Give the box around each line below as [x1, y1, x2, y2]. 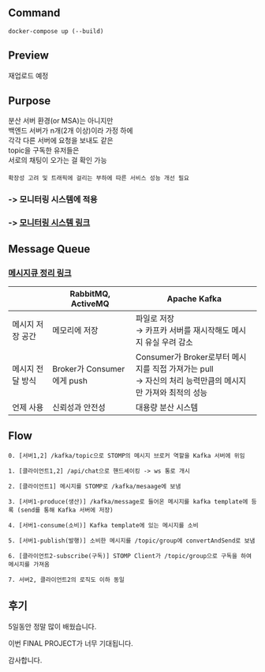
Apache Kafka [166, 293, 222, 304]
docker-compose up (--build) [8, 27, 104, 35]
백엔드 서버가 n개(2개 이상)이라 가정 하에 [8, 126, 133, 135]
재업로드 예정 [8, 70, 49, 80]
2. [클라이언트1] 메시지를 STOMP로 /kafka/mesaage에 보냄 [8, 482, 181, 490]
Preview [8, 49, 50, 62]
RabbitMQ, [69, 288, 110, 299]
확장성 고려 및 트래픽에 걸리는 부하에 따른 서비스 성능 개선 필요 [8, 174, 189, 183]
